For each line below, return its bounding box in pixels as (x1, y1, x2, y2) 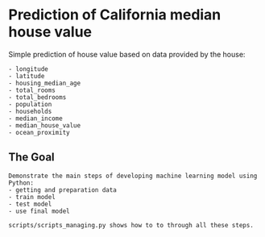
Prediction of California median (8, 6, 222, 24)
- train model (8, 193, 56, 201)
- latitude (8, 72, 45, 80)
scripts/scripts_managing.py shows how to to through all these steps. (8, 221, 254, 229)
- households (8, 107, 52, 115)
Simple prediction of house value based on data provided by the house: (8, 49, 246, 59)
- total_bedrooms (8, 93, 67, 102)
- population (8, 100, 52, 108)
